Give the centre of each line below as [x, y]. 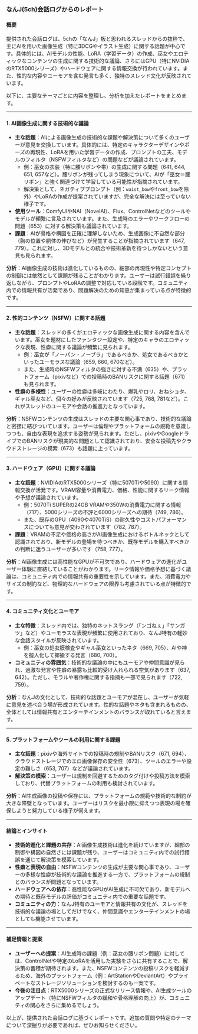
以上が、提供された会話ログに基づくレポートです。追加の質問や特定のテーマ [99, 1017]
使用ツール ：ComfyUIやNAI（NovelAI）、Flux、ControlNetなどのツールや [103, 212]
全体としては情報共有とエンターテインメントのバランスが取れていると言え [96, 712]
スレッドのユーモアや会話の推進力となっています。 [87, 406]
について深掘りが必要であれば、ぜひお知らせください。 [73, 1025]
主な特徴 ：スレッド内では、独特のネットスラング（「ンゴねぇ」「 [92, 625]
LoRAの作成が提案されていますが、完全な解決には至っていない [115, 197]
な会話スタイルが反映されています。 [58, 640]
